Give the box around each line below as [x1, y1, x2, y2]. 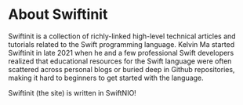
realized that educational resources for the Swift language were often [8, 56, 232, 66]
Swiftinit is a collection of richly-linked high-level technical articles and [8, 31, 237, 41]
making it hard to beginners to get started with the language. [8, 73, 204, 82]
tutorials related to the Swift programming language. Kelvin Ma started [8, 39, 235, 49]
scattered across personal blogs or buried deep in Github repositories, [8, 64, 235, 74]
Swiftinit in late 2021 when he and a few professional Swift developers [8, 48, 234, 57]
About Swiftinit [8, 5, 108, 24]
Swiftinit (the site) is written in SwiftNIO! [8, 88, 137, 97]
